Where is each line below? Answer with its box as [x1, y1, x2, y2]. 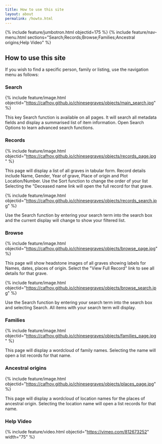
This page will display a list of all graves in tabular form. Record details [5, 168, 146, 174]
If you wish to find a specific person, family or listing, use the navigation [5, 66, 149, 73]
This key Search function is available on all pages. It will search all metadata [5, 114, 157, 120]
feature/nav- [131, 30, 157, 35]
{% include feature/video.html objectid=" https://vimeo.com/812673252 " [5, 428, 149, 434]
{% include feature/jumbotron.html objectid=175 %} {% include [5, 30, 131, 35]
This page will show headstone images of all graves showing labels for [5, 260, 146, 266]
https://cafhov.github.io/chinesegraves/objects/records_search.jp [26, 197, 157, 204]
